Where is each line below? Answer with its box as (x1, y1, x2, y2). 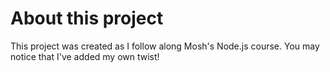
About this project (10, 7, 164, 30)
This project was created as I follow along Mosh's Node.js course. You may (10, 40, 320, 52)
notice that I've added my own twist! (10, 50, 160, 62)
